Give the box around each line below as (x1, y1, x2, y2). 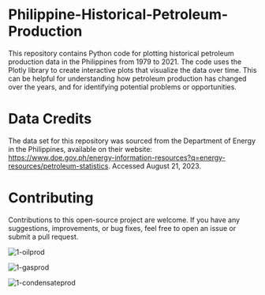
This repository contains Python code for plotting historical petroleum (8, 48, 234, 58)
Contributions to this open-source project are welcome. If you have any (8, 215, 241, 225)
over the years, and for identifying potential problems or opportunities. (8, 81, 237, 92)
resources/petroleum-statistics (8, 161, 109, 171)
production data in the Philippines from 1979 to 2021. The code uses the (8, 57, 242, 66)
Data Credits (8, 110, 92, 128)
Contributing (8, 189, 94, 207)
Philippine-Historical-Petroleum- (8, 6, 229, 24)
